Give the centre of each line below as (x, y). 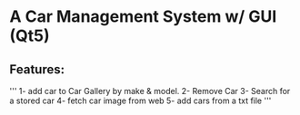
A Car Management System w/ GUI (143, 17)
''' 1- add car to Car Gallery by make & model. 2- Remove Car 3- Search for (150, 91)
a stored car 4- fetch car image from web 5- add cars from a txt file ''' (140, 101)
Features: (37, 69)
